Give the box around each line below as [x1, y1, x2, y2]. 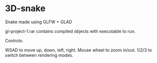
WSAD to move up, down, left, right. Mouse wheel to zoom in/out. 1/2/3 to [5, 47, 152, 53]
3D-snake [5, 3, 46, 14]
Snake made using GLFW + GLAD [5, 19, 72, 25]
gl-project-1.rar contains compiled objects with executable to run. [5, 28, 136, 34]
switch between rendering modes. [5, 52, 74, 58]
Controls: [5, 37, 23, 44]
